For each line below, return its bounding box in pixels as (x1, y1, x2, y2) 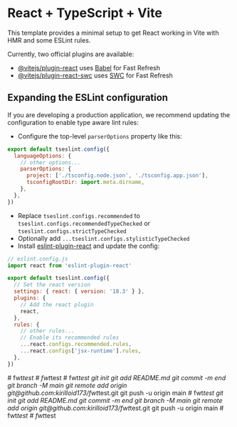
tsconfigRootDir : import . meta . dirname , (26, 179, 144, 186)
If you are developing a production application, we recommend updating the (7, 110, 230, 119)
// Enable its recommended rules (20, 334, 120, 342)
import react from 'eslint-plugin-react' (7, 261, 132, 269)
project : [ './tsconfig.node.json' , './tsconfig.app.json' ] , (26, 172, 209, 179)
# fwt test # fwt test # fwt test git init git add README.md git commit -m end (7, 373, 226, 382)
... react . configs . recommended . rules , (20, 341, 132, 348)
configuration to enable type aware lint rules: (7, 118, 139, 126)
